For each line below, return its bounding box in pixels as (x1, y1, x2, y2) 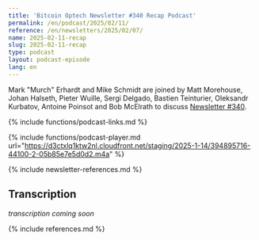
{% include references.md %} (8, 223, 105, 234)
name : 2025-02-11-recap (8, 33, 87, 42)
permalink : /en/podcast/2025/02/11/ (8, 19, 129, 27)
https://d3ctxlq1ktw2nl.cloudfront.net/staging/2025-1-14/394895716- (24, 140, 251, 150)
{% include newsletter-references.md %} (8, 164, 143, 174)
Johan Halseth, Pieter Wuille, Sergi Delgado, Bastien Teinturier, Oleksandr (8, 93, 249, 103)
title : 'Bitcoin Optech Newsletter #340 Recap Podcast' (8, 11, 196, 20)
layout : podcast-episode (8, 56, 90, 64)
